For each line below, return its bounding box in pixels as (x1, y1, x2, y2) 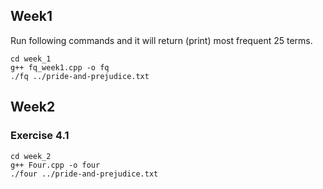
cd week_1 (10, 54, 52, 64)
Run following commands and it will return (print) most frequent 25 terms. (10, 34, 313, 46)
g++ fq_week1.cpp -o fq (10, 62, 110, 73)
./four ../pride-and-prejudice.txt (10, 169, 159, 179)
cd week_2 (10, 151, 52, 161)
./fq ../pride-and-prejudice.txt (10, 71, 150, 81)
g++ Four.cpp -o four (10, 160, 101, 170)
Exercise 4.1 (10, 129, 70, 143)
